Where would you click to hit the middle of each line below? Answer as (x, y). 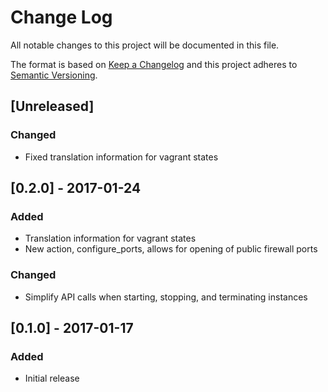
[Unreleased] (52, 106)
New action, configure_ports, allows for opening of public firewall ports (171, 249)
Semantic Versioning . (54, 75)
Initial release (52, 378)
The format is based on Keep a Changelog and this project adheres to (154, 64)
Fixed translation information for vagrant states (121, 157)
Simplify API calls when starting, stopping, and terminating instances (166, 297)
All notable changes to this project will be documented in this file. (145, 45)
